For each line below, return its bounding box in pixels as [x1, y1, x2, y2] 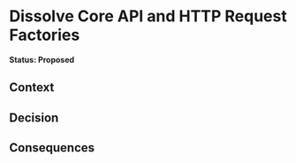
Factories [9, 25, 80, 45]
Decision [9, 110, 59, 125]
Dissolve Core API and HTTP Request [9, 6, 287, 27]
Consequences [9, 140, 95, 156]
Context [9, 80, 55, 95]
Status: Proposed [9, 54, 75, 65]
